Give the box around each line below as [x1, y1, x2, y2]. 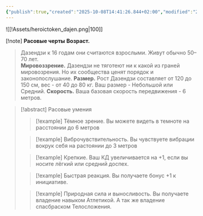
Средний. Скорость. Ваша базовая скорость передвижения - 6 [20, 87, 186, 94]
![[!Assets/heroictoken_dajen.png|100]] [5, 25, 103, 33]
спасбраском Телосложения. [35, 203, 112, 210]
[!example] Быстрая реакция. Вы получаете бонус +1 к [35, 172, 176, 179]
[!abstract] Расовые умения [20, 105, 92, 113]
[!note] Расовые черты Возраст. [5, 37, 90, 44]
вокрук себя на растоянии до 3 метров [35, 142, 138, 149]
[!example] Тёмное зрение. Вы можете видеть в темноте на [35, 117, 190, 125]
